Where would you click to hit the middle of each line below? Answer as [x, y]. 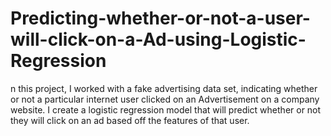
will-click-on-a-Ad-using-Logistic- [158, 39]
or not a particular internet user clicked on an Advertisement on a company [165, 99]
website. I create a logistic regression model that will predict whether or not [166, 109]
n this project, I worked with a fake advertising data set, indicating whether [164, 88]
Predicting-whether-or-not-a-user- [160, 18]
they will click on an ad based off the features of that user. [130, 120]
